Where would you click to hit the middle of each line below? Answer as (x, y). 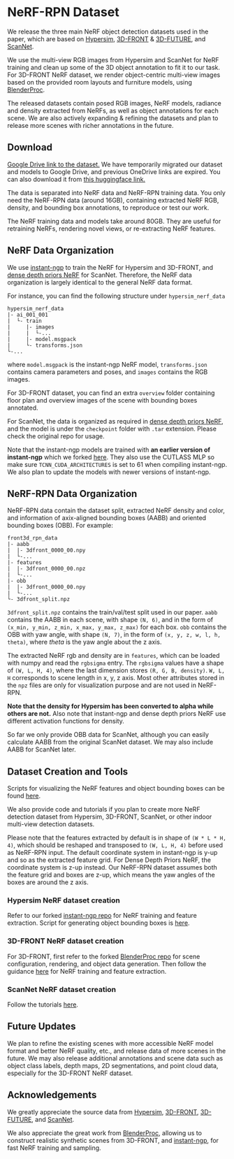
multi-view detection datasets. (51, 824)
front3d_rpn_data (32, 538)
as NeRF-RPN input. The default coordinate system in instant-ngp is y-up (112, 853)
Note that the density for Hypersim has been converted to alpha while (111, 706)
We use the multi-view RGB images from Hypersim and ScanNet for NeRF (113, 59)
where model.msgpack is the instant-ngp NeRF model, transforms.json (107, 364)
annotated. (23, 408)
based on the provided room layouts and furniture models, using (100, 82)
